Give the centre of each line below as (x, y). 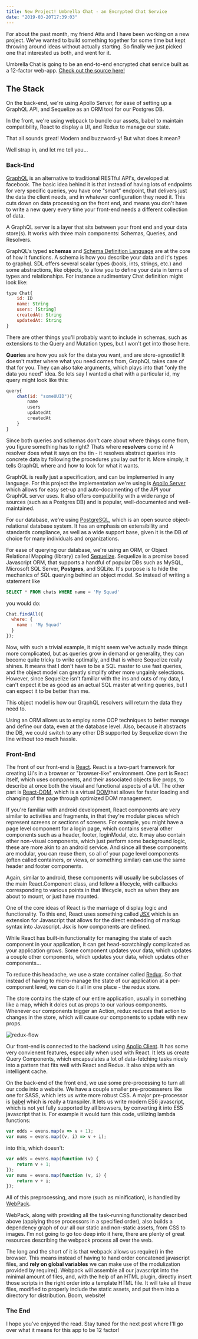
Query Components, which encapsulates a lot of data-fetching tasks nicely (97, 1059)
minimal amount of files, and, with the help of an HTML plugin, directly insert (99, 1277)
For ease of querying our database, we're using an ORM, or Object (87, 550)
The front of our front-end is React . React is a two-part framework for (91, 767)
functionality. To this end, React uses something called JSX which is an (92, 914)
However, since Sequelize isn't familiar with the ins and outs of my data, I (95, 678)
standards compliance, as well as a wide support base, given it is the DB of (97, 532)
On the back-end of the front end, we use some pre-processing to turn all (95, 1083)
